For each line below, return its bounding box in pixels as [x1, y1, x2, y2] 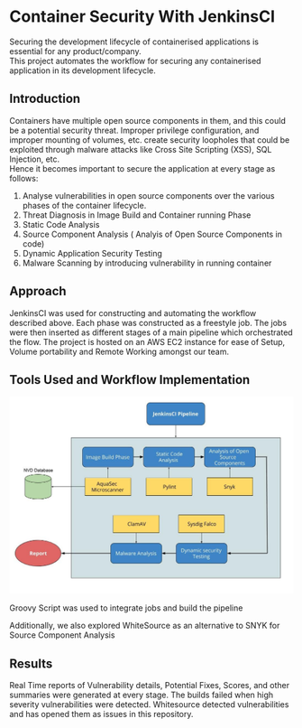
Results [9, 656, 53, 671]
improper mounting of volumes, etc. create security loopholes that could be [9, 134, 290, 145]
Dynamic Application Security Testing [22, 247, 162, 258]
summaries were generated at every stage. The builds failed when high [9, 689, 274, 701]
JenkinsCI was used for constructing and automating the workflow [9, 307, 257, 318]
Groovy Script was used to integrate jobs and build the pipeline [9, 602, 243, 613]
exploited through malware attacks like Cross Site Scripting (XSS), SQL [9, 144, 272, 154]
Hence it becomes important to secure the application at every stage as [9, 163, 276, 173]
